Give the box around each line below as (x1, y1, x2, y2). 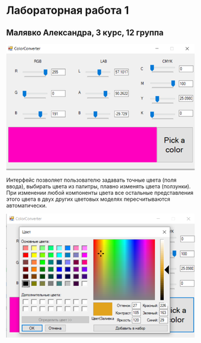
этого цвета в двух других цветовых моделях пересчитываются (6, 195, 170, 203)
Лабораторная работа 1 (6, 4, 129, 17)
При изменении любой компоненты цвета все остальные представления (6, 189, 194, 196)
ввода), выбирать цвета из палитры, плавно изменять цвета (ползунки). (6, 182, 191, 189)
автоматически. (6, 201, 47, 209)
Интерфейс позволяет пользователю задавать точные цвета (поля (6, 176, 176, 183)
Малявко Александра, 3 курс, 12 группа (6, 28, 164, 38)
